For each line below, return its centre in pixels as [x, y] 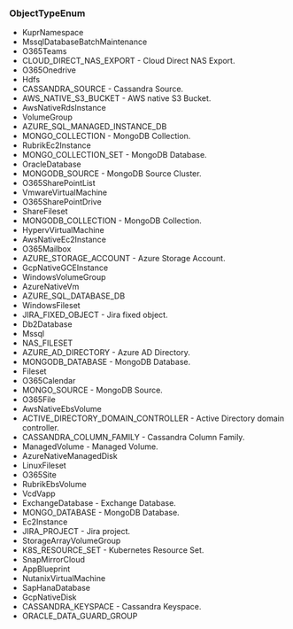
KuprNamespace [53, 33]
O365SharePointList [58, 183]
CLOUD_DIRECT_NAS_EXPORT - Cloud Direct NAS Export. [128, 61]
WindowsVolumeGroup [64, 277]
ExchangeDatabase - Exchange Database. [99, 503]
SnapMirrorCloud [54, 560]
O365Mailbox [46, 249]
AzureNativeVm [50, 287]
